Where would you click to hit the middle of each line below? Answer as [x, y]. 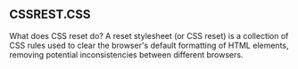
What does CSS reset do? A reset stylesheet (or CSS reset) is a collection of [149, 35]
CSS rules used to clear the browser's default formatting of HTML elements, [149, 45]
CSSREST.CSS [50, 15]
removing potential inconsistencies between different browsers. [126, 54]
